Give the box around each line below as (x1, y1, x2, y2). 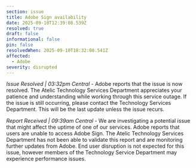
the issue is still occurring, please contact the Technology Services (6, 99, 171, 107)
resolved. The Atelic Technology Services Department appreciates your (6, 87, 182, 94)
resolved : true (6, 25, 44, 32)
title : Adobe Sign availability (6, 14, 87, 20)
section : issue (6, 8, 44, 15)
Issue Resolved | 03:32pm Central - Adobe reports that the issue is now (6, 80, 183, 88)
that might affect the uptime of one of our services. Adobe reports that (6, 123, 180, 131)
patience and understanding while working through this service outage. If (6, 93, 187, 100)
